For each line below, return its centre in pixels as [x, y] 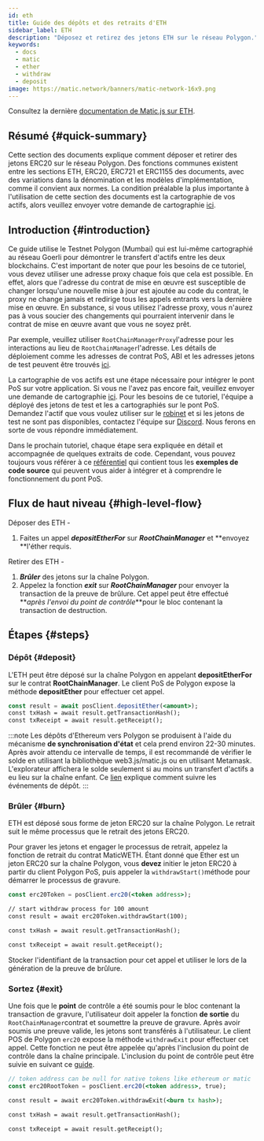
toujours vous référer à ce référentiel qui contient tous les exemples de [123, 462]
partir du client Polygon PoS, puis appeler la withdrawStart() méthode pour [129, 872]
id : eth [21, 15]
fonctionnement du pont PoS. [56, 479]
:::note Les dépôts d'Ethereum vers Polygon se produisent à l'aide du [120, 736]
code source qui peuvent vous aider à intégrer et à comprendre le [115, 470]
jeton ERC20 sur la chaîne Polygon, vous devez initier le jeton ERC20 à [123, 864]
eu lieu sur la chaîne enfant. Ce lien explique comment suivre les [112, 778]
